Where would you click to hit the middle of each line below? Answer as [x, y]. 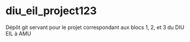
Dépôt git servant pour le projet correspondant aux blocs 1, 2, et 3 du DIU [95, 27]
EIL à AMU [18, 33]
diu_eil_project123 [51, 11]
